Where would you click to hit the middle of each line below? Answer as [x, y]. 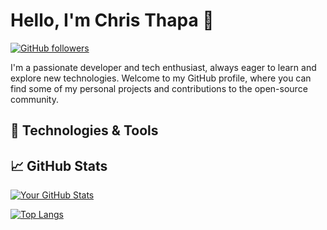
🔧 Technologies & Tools [84, 130]
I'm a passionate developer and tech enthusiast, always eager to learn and [163, 67]
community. [34, 99]
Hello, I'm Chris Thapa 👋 [112, 20]
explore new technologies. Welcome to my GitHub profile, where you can [161, 78]
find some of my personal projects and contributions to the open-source [159, 88]
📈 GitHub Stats [59, 165]
